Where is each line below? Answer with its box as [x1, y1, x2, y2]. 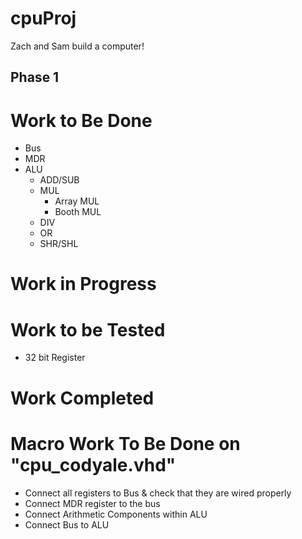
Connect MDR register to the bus [24, 497, 161, 509]
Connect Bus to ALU [24, 518, 110, 531]
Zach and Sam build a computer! [10, 40, 145, 52]
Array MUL [54, 195, 100, 207]
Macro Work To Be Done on [10, 432, 241, 455]
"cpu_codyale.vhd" [10, 453, 177, 476]
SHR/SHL [39, 238, 79, 250]
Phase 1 [10, 69, 60, 86]
